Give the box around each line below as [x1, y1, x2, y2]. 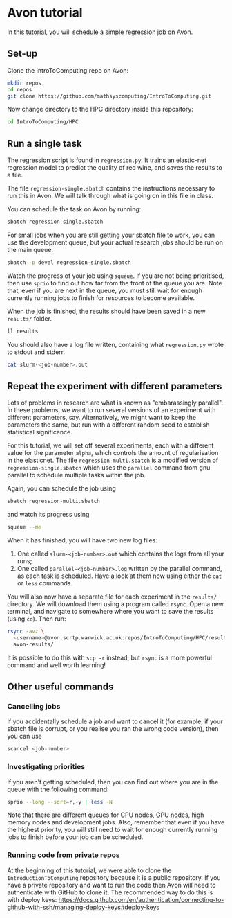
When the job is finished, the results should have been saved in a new [7, 307, 206, 315]
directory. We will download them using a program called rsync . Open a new [7, 600, 224, 608]
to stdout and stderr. [7, 348, 66, 356]
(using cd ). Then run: [7, 615, 66, 623]
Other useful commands [7, 681, 114, 693]
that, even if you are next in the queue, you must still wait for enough [7, 286, 202, 294]
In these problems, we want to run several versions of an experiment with [7, 406, 216, 414]
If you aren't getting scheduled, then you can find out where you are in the [7, 777, 219, 786]
